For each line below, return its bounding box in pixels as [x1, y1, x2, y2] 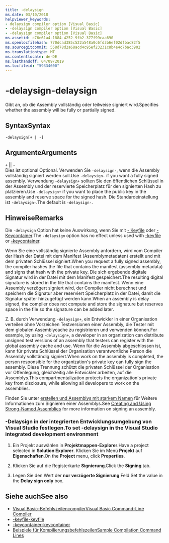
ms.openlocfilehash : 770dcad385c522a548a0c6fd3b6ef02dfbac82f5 [5, 40, 141, 45]
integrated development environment [5, 430, 99, 438]
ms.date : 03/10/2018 [5, 12, 49, 17]
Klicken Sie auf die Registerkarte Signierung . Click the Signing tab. [12, 463, 151, 469]
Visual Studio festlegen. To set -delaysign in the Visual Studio [5, 424, 158, 431]
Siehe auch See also [5, 492, 68, 501]
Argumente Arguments [5, 149, 77, 157]
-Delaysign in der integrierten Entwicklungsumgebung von [5, 418, 152, 425]
